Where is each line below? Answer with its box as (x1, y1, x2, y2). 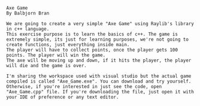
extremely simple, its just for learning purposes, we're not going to (6, 37, 189, 43)
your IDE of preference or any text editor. (6, 94, 119, 100)
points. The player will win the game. (6, 52, 106, 58)
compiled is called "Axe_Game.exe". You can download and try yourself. (6, 78, 192, 84)
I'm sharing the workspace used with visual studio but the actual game (6, 73, 192, 79)
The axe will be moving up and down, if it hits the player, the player (6, 57, 192, 63)
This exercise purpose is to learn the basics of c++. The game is (6, 31, 178, 37)
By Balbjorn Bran (6, 10, 50, 16)
